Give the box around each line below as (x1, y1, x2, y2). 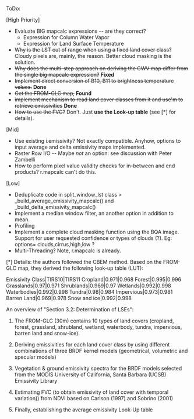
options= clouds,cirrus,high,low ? (14, 241, 95, 248)
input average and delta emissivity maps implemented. (14, 143, 146, 150)
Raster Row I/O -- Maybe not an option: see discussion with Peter (14, 150, 172, 157)
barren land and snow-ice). (14, 330, 80, 336)
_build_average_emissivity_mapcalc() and (14, 197, 114, 204)
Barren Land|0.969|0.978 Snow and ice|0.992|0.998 (6, 295, 132, 301)
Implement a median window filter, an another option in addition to (14, 210, 174, 217)
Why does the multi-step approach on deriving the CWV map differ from (14, 65, 188, 72)
